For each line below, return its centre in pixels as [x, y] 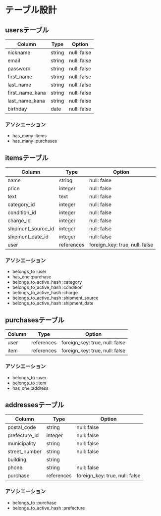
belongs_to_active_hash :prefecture [49, 508]
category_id [21, 205]
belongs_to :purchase [34, 503]
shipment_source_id [31, 229]
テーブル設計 [31, 10]
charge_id [19, 221]
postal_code [22, 427]
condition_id [22, 212]
